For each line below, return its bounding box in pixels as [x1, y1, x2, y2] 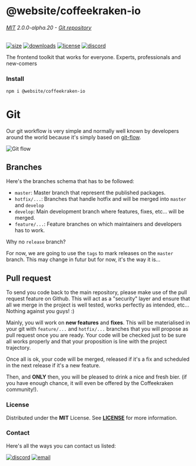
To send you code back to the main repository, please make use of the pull [6, 289, 187, 296]
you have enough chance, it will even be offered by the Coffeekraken [6, 380, 174, 387]
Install [6, 75, 25, 83]
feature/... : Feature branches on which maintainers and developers [14, 220, 182, 228]
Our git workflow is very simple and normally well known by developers [6, 127, 180, 134]
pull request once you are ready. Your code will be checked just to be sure [6, 332, 187, 339]
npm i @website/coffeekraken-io [6, 88, 85, 94]
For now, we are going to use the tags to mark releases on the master [6, 250, 174, 257]
